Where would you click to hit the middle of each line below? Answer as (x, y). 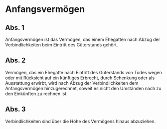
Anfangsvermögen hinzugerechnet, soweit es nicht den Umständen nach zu (83, 88)
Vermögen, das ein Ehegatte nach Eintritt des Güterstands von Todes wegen (83, 72)
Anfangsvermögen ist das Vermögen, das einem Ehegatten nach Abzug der (83, 39)
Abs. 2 (15, 61)
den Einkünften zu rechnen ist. (37, 94)
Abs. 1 (15, 28)
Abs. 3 (15, 109)
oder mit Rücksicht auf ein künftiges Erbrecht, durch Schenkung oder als (80, 78)
